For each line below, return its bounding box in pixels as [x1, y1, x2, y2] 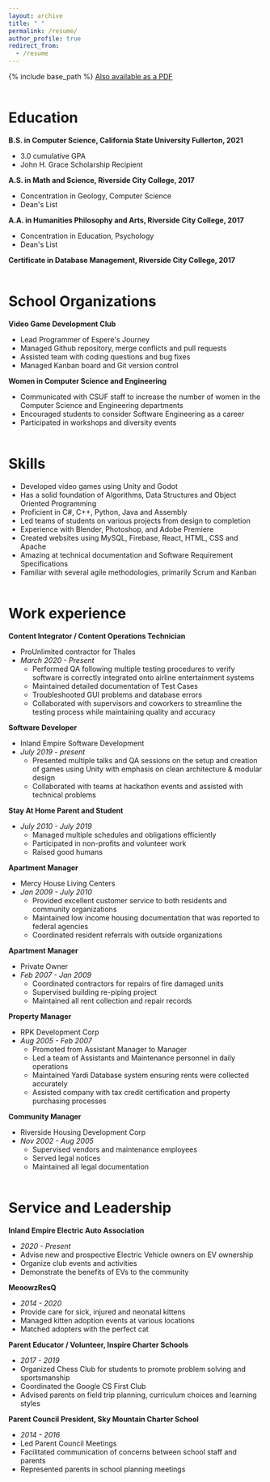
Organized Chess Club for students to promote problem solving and [19, 1364, 247, 1374]
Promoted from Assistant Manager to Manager [32, 1044, 188, 1054]
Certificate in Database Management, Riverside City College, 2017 [8, 255, 236, 265]
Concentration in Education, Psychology [19, 231, 154, 240]
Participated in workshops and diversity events [19, 418, 177, 427]
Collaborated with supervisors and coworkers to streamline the [32, 698, 243, 708]
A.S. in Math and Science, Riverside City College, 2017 [8, 175, 196, 185]
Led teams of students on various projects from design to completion [19, 516, 251, 525]
